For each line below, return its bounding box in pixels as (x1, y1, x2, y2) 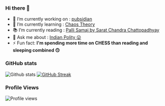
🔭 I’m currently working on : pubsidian (12, 16, 92, 22)
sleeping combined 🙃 (12, 47, 60, 54)
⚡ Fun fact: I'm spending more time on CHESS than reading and (12, 40, 148, 46)
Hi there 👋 (5, 5, 30, 12)
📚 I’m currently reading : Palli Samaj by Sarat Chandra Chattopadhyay (12, 27, 160, 33)
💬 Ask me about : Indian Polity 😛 (12, 34, 81, 40)
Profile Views (5, 84, 39, 91)
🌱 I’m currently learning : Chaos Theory (12, 21, 95, 27)
